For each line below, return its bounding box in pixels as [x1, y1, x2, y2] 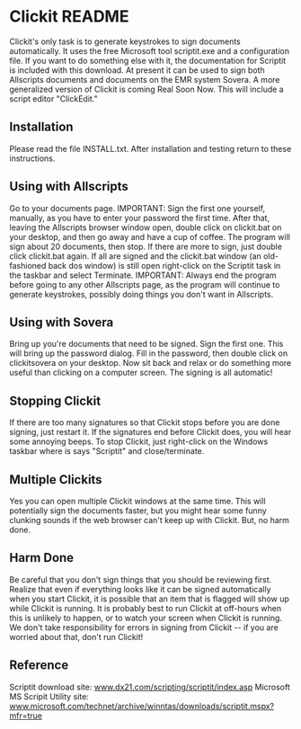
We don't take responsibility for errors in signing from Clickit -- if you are [9, 622, 279, 633]
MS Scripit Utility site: [9, 690, 90, 702]
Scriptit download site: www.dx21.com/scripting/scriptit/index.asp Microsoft [9, 681, 290, 692]
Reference [9, 658, 69, 673]
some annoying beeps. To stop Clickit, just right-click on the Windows [9, 436, 269, 447]
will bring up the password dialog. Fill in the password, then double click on [9, 348, 288, 359]
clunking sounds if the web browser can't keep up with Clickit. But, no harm [9, 515, 290, 525]
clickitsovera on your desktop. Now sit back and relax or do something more [9, 358, 292, 369]
